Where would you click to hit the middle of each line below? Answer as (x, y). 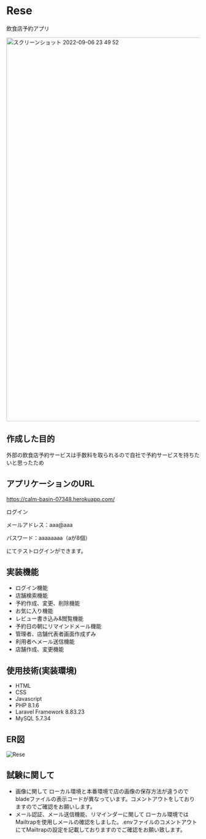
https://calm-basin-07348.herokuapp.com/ (61, 499)
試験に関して (31, 775)
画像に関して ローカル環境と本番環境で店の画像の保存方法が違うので (102, 791)
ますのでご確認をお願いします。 (55, 806)
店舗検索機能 (31, 596)
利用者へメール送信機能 (45, 642)
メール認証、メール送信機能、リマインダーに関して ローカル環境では (102, 814)
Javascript (29, 699)
